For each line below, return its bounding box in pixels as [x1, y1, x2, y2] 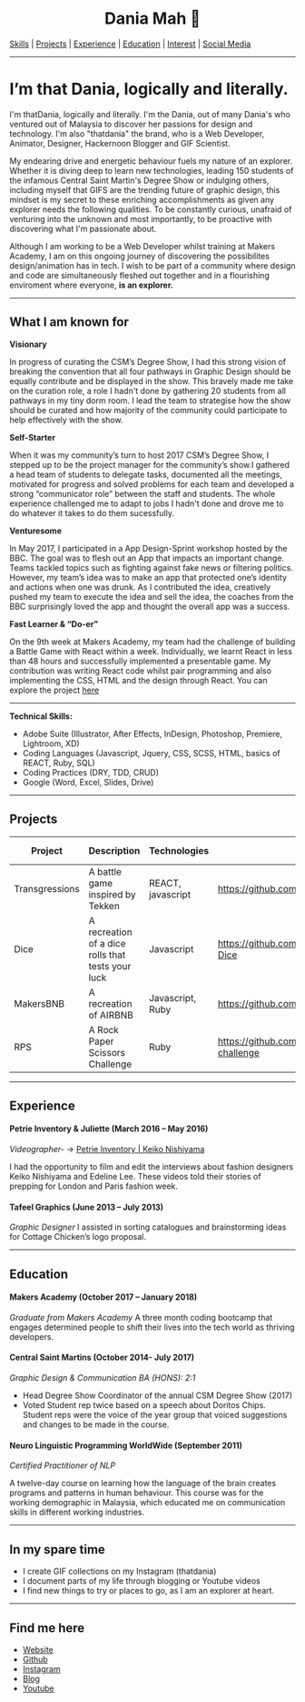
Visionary [9, 339, 47, 350]
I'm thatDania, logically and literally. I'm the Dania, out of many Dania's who [9, 108, 290, 119]
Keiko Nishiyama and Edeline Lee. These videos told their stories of [9, 1171, 261, 1182]
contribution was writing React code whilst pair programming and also [9, 664, 272, 676]
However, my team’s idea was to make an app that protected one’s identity [9, 572, 288, 583]
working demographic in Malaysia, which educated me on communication [9, 1497, 286, 1508]
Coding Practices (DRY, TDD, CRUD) [22, 766, 160, 777]
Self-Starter [9, 431, 56, 442]
